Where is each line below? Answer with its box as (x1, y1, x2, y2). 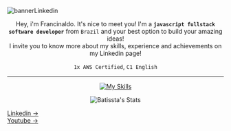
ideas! (107, 34, 124, 43)
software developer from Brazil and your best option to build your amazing (8, 28, 223, 35)
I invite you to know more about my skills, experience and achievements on (9, 42, 222, 50)
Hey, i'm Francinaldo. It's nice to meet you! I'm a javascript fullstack (16, 20, 215, 28)
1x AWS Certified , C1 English (73, 63, 158, 70)
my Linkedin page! (89, 49, 142, 57)
